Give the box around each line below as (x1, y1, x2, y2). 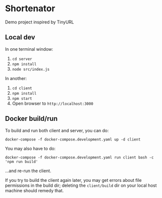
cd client (12, 86, 33, 91)
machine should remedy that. (5, 187, 64, 193)
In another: (5, 75, 27, 81)
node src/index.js (12, 67, 50, 72)
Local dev (5, 33, 36, 41)
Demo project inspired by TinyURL (5, 19, 74, 25)
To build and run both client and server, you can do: (5, 127, 109, 133)
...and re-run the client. (5, 168, 51, 174)
